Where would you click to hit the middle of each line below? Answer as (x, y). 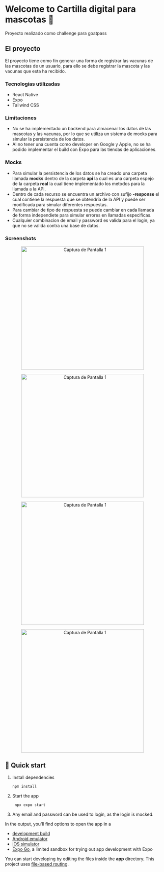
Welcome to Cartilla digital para (70, 9)
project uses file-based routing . (37, 864)
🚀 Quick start (25, 765)
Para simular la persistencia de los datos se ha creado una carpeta (80, 173)
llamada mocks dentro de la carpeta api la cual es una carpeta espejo (83, 178)
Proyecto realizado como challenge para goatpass (56, 33)
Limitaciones (21, 118)
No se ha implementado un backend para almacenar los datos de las (82, 129)
